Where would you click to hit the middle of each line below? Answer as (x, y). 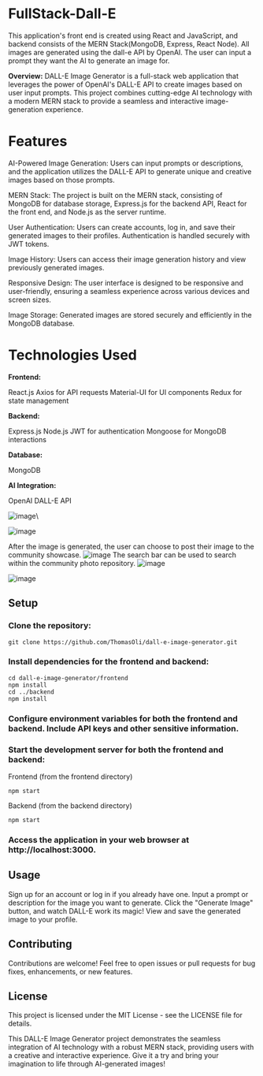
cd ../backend (31, 692)
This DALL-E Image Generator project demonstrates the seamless (115, 1039)
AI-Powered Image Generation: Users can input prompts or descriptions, (126, 163)
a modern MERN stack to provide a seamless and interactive (106, 101)
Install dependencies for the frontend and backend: (109, 661)
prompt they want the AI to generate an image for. (89, 61)
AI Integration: (32, 485)
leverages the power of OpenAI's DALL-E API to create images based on (125, 84)
